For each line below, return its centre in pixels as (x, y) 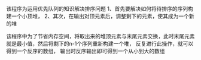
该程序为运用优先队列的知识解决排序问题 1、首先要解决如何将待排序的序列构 (100, 9)
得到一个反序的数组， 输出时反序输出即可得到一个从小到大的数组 (86, 51)
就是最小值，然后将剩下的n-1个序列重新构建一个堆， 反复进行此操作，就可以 (100, 44)
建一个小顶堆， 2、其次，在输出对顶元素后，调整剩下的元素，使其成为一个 (98, 16)
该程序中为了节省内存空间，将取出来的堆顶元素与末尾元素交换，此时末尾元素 (100, 36)
